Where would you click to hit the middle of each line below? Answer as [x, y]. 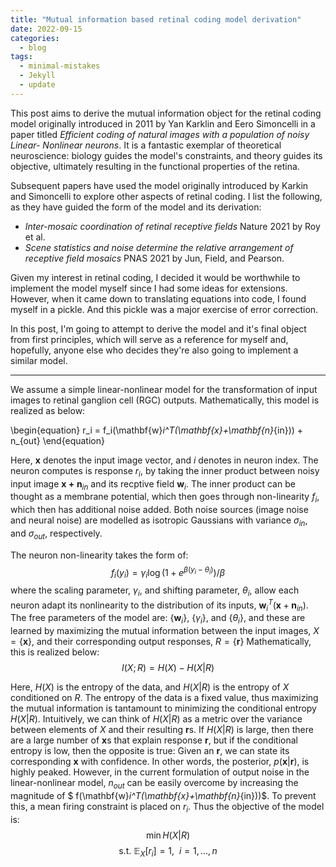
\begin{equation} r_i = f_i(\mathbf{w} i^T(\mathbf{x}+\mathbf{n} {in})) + [157, 430]
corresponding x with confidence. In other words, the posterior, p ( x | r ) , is [160, 762]
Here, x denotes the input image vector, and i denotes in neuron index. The [164, 460]
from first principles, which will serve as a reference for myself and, [149, 339]
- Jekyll [37, 76]
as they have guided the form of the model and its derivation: [136, 207]
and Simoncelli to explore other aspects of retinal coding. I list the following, [166, 196]
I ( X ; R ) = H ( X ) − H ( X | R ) [168, 668]
